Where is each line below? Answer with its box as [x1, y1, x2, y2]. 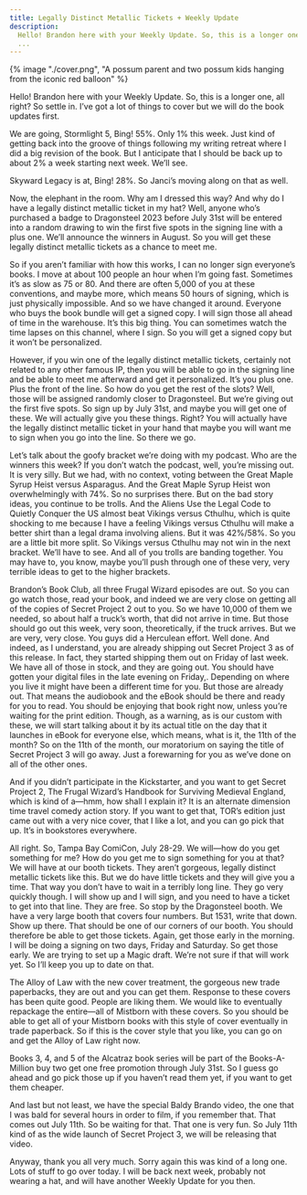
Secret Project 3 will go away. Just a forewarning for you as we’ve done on [9, 749, 291, 760]
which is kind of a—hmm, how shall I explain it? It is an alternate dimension [9, 796, 291, 807]
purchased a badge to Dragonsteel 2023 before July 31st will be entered [9, 212, 282, 224]
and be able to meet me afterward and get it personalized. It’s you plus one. [9, 374, 294, 385]
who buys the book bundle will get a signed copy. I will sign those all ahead [9, 308, 293, 319]
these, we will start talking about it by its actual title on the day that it [9, 720, 268, 731]
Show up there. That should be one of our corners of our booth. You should [9, 920, 294, 932]
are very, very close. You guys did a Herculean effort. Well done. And [9, 632, 270, 644]
